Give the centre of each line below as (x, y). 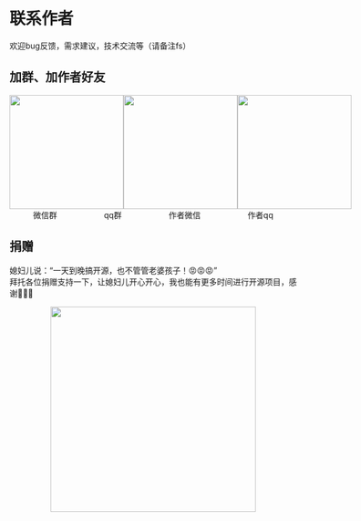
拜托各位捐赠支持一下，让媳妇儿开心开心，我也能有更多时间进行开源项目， (149, 281)
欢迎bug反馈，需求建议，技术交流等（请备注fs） (100, 46)
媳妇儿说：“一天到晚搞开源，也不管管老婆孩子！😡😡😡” (113, 270)
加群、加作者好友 (57, 77)
